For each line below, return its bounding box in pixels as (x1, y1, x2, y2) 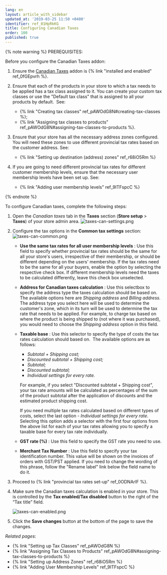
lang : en (5, 7, 23, 12)
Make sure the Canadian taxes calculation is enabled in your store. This (12, 488, 159, 494)
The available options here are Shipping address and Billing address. (19, 295, 161, 301)
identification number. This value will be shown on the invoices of (19, 453, 154, 459)
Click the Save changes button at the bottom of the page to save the (12, 518, 153, 524)
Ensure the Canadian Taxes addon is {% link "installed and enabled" (12, 68, 152, 74)
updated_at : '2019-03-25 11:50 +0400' (5, 16, 85, 21)
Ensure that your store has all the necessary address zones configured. (12, 134, 159, 140)
